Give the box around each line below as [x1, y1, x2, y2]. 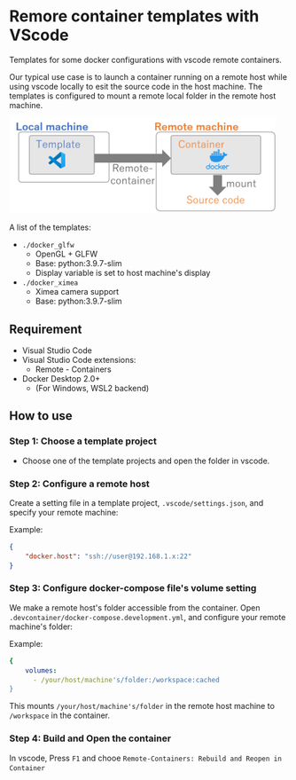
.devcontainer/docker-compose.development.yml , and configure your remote [9, 611, 286, 622]
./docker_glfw [21, 241, 74, 250]
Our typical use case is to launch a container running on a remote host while [9, 71, 288, 82]
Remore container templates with [9, 6, 260, 27]
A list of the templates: [9, 222, 91, 232]
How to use [9, 408, 73, 423]
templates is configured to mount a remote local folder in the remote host [9, 91, 277, 101]
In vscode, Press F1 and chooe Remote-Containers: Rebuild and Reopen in [9, 752, 282, 763]
